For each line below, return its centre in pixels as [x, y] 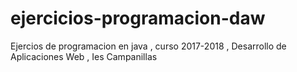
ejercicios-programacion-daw [138, 18]
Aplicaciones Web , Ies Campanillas [84, 56]
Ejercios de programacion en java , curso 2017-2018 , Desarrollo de [148, 46]
